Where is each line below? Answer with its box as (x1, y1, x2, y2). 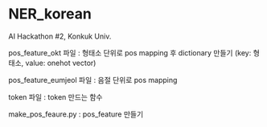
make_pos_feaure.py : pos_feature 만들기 (8, 109, 144, 119)
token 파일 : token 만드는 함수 (8, 92, 103, 101)
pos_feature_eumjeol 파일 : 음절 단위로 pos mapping (8, 75, 178, 84)
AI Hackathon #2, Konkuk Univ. (8, 31, 112, 41)
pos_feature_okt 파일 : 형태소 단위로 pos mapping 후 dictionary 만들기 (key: (8, 47, 252, 57)
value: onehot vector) (25, 58, 97, 68)
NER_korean (8, 5, 92, 23)
